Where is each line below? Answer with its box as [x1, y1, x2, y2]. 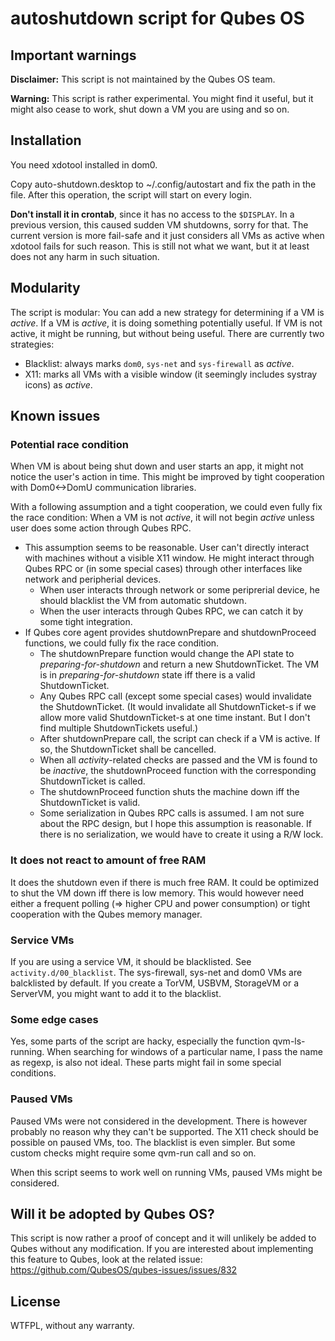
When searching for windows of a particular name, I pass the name [46, 1046, 323, 1058]
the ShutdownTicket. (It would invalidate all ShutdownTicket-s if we [39, 701, 317, 713]
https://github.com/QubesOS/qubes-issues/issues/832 [10, 1264, 238, 1276]
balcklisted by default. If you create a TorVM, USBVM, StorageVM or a [10, 977, 300, 989]
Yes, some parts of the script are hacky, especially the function [10, 1035, 271, 1047]
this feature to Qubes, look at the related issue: [10, 1253, 203, 1266]
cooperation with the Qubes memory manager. [10, 908, 203, 920]
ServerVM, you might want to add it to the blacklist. [10, 987, 222, 999]
